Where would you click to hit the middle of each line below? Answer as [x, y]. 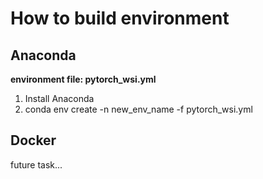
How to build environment [120, 18]
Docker [33, 140]
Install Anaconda [59, 98]
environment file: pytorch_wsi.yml [83, 79]
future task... [36, 164]
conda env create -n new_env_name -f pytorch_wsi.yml [138, 109]
